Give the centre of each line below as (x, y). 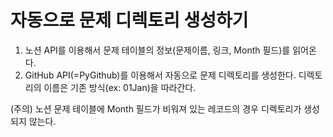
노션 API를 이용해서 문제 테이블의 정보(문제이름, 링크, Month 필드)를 (157, 50)
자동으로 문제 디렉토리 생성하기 (129, 20)
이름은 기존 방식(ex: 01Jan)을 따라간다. (120, 87)
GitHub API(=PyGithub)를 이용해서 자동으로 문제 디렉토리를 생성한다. (160, 75)
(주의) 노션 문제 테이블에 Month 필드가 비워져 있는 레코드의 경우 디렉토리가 (156, 108)
